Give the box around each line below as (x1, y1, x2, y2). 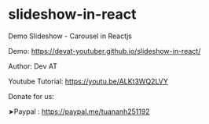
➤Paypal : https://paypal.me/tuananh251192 (8, 107, 151, 116)
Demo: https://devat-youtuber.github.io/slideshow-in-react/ (8, 46, 201, 55)
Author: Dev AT (8, 61, 57, 71)
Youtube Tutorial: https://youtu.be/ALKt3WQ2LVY (8, 76, 169, 86)
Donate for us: (8, 91, 55, 101)
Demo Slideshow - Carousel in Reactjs (8, 31, 132, 41)
